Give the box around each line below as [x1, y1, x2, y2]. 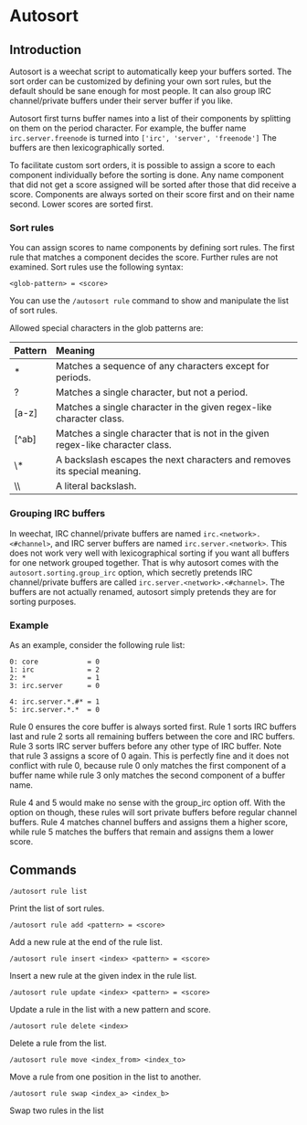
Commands [9, 863, 78, 878]
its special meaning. [55, 465, 142, 478]
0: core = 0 [9, 657, 101, 666]
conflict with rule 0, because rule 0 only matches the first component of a [9, 759, 286, 770]
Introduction [9, 42, 82, 58]
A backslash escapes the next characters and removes [55, 453, 291, 466]
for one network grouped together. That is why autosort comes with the [9, 557, 279, 568]
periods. [55, 371, 91, 384]
